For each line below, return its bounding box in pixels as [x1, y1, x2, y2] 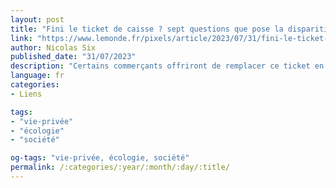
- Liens [10, 89, 43, 99]
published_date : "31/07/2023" [10, 52, 137, 62]
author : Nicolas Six [10, 42, 97, 53]
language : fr [10, 71, 65, 81]
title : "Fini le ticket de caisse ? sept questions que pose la [10, 24, 284, 34]
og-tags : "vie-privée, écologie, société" [10, 153, 190, 163]
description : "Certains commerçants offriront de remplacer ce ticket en [10, 61, 325, 71]
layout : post [10, 14, 65, 25]
